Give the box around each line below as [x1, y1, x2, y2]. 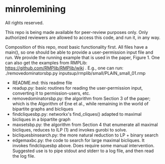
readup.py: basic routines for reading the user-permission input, [12, 85, 143, 91]
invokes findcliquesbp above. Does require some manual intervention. [12, 142, 155, 148]
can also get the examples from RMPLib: [5, 60, 87, 66]
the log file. [12, 153, 36, 159]
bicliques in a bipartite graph [12, 116, 71, 122]
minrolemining [5, 3, 66, 15]
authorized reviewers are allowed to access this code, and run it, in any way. [5, 34, 161, 40]
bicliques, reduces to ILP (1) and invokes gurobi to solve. [12, 127, 127, 132]
